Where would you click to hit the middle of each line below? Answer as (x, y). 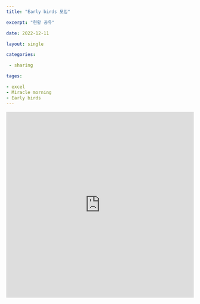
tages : (14, 76)
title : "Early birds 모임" (38, 12)
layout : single (25, 44)
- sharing (21, 65)
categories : (21, 55)
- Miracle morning (29, 92)
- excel (16, 87)
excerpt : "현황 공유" (30, 22)
